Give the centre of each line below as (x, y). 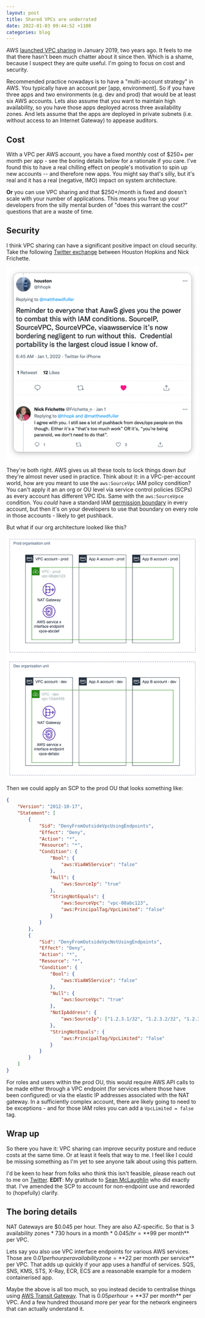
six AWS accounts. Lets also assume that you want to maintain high (91, 101)
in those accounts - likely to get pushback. (60, 516)
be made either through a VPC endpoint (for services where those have (96, 1089)
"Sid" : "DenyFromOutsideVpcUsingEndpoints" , (96, 826)
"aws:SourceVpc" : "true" (92, 1000)
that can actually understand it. (45, 1308)
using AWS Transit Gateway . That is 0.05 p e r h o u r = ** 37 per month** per (99, 1295)
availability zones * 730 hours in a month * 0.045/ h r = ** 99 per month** (98, 1233)
